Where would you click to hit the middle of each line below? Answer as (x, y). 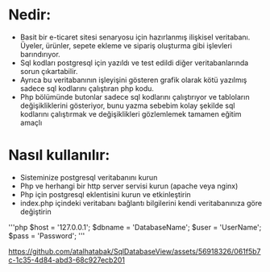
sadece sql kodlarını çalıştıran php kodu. (87, 88)
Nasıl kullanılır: (59, 155)
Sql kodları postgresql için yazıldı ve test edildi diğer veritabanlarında (134, 63)
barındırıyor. (40, 54)
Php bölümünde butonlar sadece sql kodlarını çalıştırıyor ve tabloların (135, 97)
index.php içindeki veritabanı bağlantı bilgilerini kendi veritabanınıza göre (141, 203)
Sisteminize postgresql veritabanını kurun (89, 177)
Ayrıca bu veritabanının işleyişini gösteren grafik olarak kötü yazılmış (133, 80)
